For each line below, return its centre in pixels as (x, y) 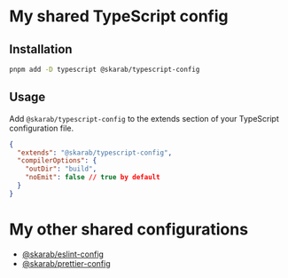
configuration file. (41, 128)
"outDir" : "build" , (61, 169)
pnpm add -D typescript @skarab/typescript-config (105, 69)
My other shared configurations (129, 229)
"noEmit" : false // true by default (93, 178)
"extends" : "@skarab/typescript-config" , (95, 153)
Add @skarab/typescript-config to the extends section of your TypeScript (144, 118)
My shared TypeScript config (119, 16)
